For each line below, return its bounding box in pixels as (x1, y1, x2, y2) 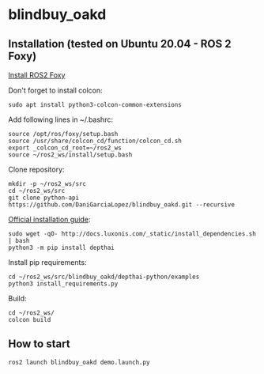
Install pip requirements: (8, 258, 87, 266)
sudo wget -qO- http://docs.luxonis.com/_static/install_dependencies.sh (8, 230, 257, 238)
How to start (8, 338, 70, 351)
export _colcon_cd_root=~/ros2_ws (8, 144, 123, 152)
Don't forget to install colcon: (8, 85, 103, 95)
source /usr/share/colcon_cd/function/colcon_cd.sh (8, 137, 182, 145)
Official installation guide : (8, 215, 91, 224)
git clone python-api (8, 194, 80, 202)
